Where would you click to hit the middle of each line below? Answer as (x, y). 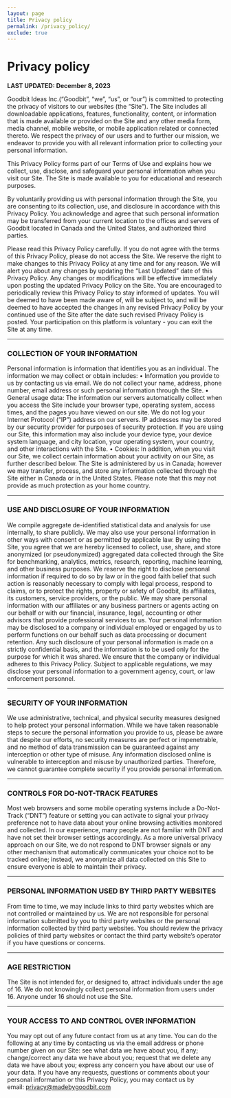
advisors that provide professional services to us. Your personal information (114, 620)
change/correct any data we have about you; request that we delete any (109, 1058)
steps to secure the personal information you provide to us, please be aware (115, 732)
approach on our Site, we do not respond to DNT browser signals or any (109, 845)
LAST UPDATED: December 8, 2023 (59, 86)
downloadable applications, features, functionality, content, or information (112, 114)
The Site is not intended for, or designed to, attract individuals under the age (115, 982)
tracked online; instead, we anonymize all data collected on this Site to (107, 859)
